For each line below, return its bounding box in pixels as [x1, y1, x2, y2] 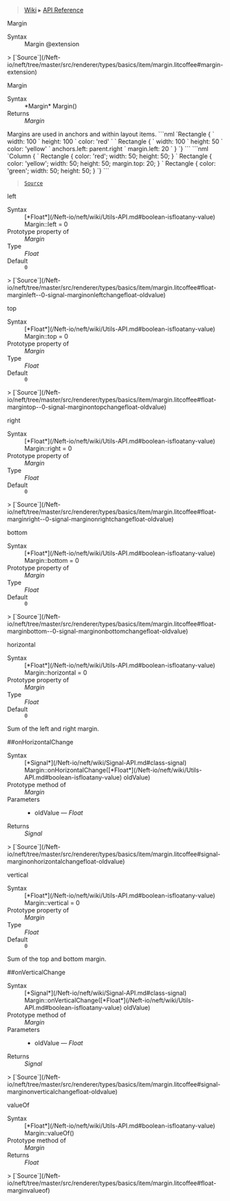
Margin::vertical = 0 [24, 899, 81, 906]
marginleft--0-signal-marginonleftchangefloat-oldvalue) [7, 291, 166, 299]
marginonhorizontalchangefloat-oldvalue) [7, 857, 125, 865]
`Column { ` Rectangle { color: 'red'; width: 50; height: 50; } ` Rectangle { [7, 152, 212, 160]
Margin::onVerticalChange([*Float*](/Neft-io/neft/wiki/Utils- [24, 996, 194, 1004]
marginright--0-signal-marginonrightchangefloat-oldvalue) [7, 515, 174, 523]
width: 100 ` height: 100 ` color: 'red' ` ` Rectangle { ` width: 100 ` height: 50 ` [7, 137, 223, 146]
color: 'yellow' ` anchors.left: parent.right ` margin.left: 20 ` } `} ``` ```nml [7, 145, 209, 152]
